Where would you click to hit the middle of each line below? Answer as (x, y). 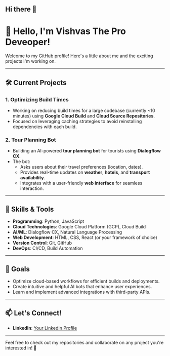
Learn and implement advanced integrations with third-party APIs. (81, 292)
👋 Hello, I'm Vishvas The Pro (66, 31)
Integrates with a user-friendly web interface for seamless (81, 183)
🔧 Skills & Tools (30, 209)
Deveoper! (28, 42)
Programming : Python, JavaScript (48, 221)
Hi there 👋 (21, 9)
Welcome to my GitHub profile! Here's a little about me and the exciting (79, 56)
